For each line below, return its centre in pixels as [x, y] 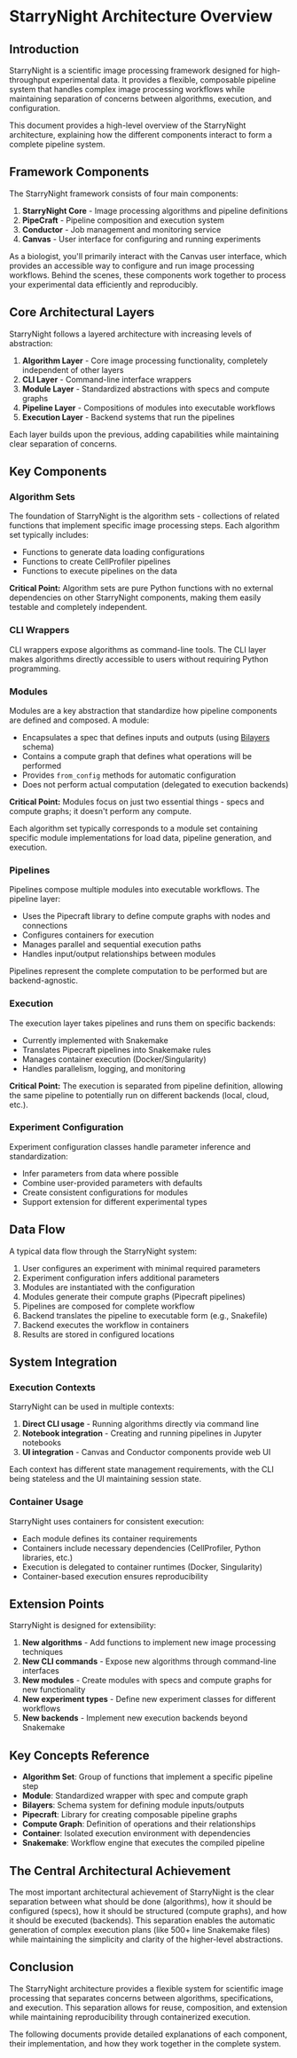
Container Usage [47, 1502]
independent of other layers [73, 369]
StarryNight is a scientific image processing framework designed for [134, 70]
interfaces [40, 1671]
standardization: [39, 1156]
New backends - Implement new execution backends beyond [135, 1718]
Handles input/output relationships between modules [119, 954]
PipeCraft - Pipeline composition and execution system [123, 220]
